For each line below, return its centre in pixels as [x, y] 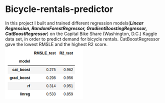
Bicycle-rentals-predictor [59, 9]
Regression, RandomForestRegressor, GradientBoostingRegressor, [76, 28]
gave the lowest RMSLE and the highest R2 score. [56, 44]
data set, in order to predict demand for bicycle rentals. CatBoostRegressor [82, 39]
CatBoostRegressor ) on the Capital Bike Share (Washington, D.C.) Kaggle [81, 33]
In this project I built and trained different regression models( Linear [74, 23]
